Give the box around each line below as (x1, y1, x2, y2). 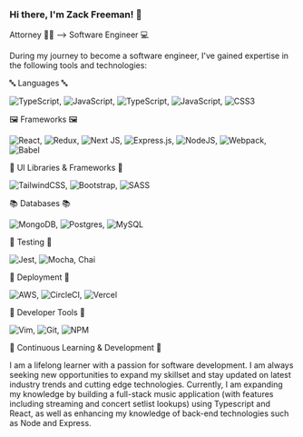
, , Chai (34, 254, 96, 265)
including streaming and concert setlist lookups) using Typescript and (9, 399, 270, 410)
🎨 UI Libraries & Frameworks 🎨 (9, 163, 123, 174)
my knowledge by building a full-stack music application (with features (9, 389, 274, 400)
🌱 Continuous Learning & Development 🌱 (9, 343, 162, 353)
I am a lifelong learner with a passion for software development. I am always (9, 360, 294, 371)
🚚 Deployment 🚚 (9, 272, 70, 283)
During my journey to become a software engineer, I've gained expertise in (9, 50, 288, 62)
